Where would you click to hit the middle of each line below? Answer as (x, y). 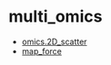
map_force (42, 51)
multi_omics (55, 17)
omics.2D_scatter (54, 42)
